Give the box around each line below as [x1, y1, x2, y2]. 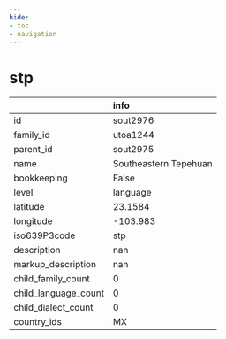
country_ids [13, 316, 62, 328]
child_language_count [13, 287, 104, 299]
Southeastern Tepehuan [112, 158, 214, 170]
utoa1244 [112, 129, 154, 142]
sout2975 [112, 143, 154, 156]
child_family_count [13, 273, 90, 285]
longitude [13, 215, 53, 227]
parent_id [13, 143, 53, 156]
